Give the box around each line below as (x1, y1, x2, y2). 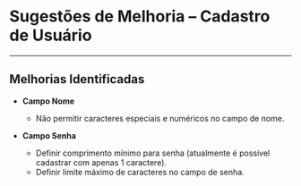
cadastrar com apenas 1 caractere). (35, 156, 168, 167)
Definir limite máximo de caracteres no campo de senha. (35, 166, 245, 177)
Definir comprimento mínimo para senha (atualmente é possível (35, 148, 271, 158)
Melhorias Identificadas (9, 72, 145, 87)
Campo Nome (21, 96, 75, 106)
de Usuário (9, 25, 92, 46)
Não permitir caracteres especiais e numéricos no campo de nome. (35, 113, 285, 123)
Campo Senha (21, 130, 76, 140)
